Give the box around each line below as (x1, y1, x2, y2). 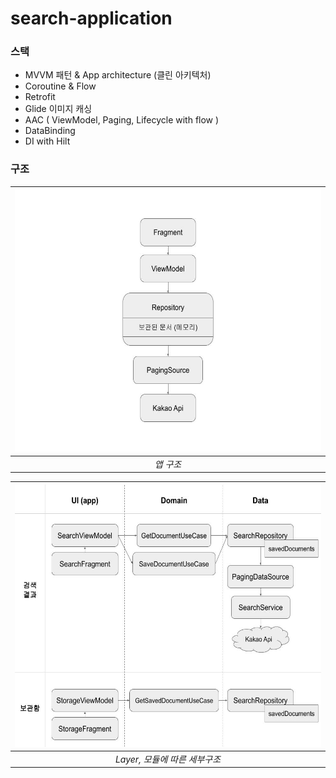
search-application (10, 7, 173, 30)
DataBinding (24, 125, 76, 137)
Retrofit (24, 91, 56, 103)
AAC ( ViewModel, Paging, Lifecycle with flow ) (24, 114, 220, 126)
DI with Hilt (24, 135, 71, 147)
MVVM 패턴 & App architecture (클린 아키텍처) (24, 69, 212, 81)
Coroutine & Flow (24, 80, 97, 92)
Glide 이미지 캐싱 (24, 103, 93, 115)
